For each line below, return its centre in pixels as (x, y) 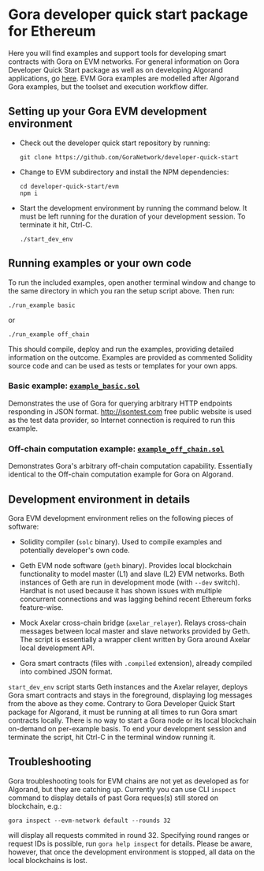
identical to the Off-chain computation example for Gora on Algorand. (121, 474)
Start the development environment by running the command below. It (133, 207)
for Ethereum (52, 31)
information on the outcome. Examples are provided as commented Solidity (130, 357)
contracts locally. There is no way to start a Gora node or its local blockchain (132, 720)
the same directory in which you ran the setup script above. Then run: (121, 290)
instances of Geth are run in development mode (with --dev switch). (130, 582)
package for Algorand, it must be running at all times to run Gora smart (123, 712)
